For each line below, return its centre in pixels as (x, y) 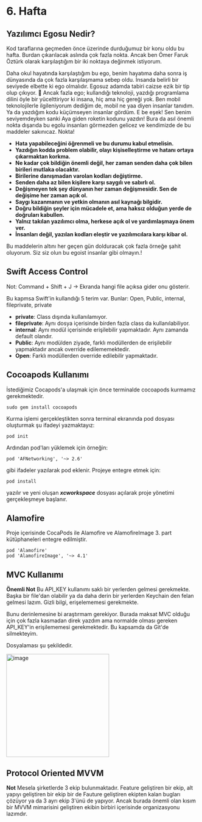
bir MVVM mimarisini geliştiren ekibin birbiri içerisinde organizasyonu (93, 807)
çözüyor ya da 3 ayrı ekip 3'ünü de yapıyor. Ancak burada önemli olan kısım (101, 801)
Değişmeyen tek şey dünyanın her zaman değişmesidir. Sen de (96, 189)
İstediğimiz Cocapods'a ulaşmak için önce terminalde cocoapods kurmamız (101, 390)
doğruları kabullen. (40, 215)
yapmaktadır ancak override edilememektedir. (73, 349)
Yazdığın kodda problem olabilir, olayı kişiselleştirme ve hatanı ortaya (104, 150)
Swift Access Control (47, 272)
